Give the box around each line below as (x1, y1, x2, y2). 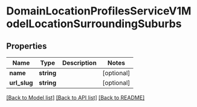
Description (62, 59, 97, 67)
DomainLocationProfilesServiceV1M (6, 4, 192, 18)
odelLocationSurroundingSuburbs (6, 17, 182, 31)
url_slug (9, 79, 33, 87)
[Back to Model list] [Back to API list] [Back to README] (6, 94, 145, 101)
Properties (6, 41, 47, 51)
